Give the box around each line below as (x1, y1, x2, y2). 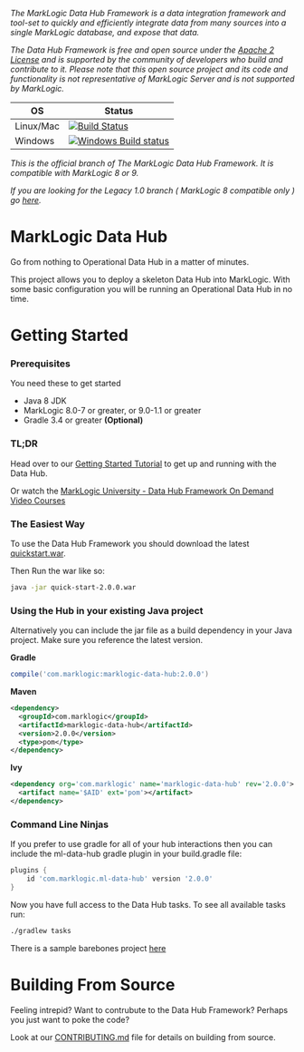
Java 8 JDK (23, 395, 67, 406)
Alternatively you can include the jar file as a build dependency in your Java (10, 625, 293, 636)
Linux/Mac (14, 120, 60, 132)
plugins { (10, 866, 48, 875)
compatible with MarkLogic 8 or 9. (10, 168, 139, 178)
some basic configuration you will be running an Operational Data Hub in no (10, 283, 293, 294)
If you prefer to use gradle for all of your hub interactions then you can (10, 839, 273, 850)
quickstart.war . (10, 548, 66, 559)
